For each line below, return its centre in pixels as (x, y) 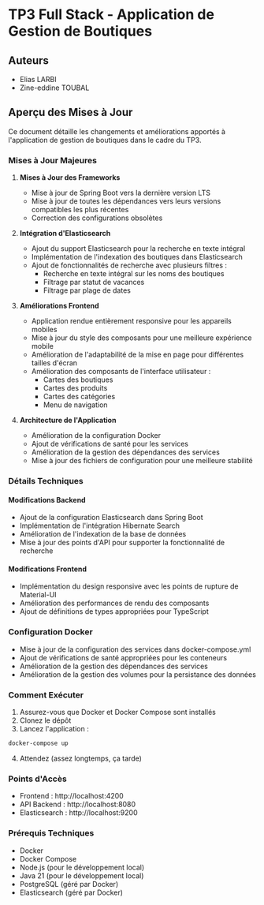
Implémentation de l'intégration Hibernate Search (99, 525)
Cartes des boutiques (78, 380)
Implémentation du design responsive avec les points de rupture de (129, 586)
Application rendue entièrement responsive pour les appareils (132, 321)
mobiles (44, 330)
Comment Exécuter (46, 694)
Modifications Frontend (48, 569)
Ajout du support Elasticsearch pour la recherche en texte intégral (138, 249)
